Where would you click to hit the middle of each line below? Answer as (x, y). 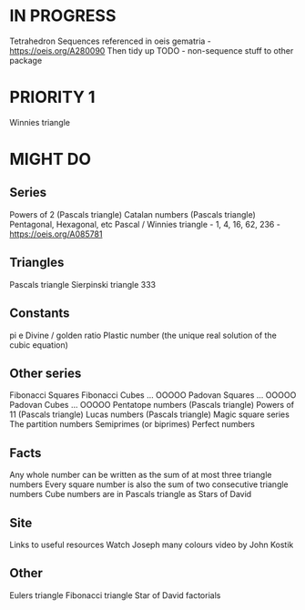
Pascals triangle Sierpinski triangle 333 (83, 284)
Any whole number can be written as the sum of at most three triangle (141, 475)
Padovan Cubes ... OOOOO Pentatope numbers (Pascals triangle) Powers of (152, 405)
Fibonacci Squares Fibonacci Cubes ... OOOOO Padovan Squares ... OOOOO (153, 395)
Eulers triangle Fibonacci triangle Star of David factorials (115, 595)
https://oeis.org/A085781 (56, 234)
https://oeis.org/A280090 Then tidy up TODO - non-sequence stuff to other (152, 50)
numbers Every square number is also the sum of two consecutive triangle (149, 484)
